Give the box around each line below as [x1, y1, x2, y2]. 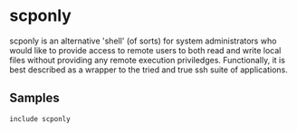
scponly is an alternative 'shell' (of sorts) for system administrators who [9, 35, 277, 46]
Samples [9, 90, 61, 106]
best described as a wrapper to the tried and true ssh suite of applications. [9, 64, 288, 75]
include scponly [9, 114, 71, 123]
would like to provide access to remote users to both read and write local [9, 44, 282, 55]
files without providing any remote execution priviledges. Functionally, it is [9, 54, 285, 65]
